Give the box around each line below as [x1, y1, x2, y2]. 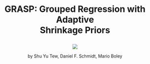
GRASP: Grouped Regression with [4, 3, 146, 15]
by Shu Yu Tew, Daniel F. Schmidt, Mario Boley [27, 53, 123, 59]
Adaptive [56, 14, 94, 25]
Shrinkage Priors [39, 25, 111, 36]
